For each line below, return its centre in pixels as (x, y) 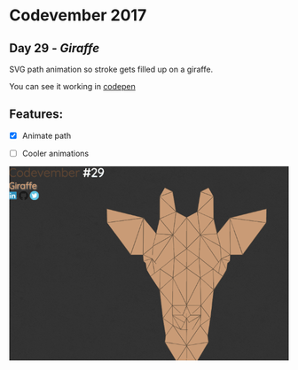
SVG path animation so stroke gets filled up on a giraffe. (111, 69)
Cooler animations (55, 153)
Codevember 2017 (78, 15)
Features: (36, 115)
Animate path (47, 135)
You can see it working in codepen (72, 86)
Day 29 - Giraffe (55, 48)
